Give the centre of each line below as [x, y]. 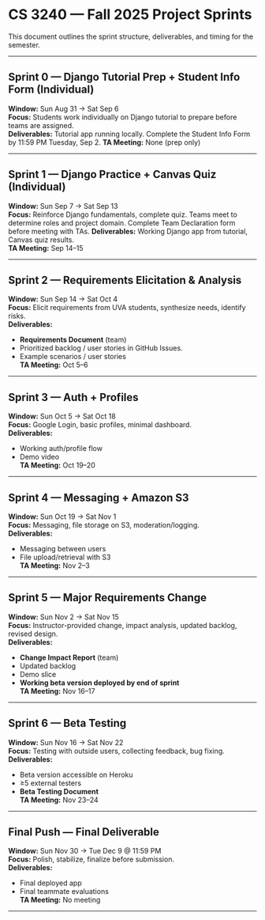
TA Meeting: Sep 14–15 [46, 248]
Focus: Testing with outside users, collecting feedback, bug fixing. [116, 751]
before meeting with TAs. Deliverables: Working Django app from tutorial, [128, 231]
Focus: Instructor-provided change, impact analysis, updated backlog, [123, 625]
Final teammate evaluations [64, 892]
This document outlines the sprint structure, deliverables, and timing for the [131, 36]
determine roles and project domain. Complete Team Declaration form [122, 222]
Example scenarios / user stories [73, 357]
